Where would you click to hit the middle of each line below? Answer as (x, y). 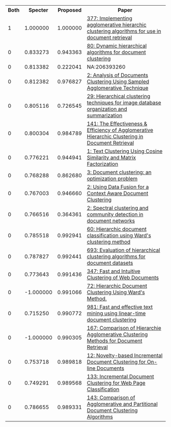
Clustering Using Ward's (116, 292)
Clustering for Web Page (116, 383)
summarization (105, 115)
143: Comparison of (111, 398)
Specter (38, 10)
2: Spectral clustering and (118, 208)
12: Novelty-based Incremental (125, 355)
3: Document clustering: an (119, 172)
